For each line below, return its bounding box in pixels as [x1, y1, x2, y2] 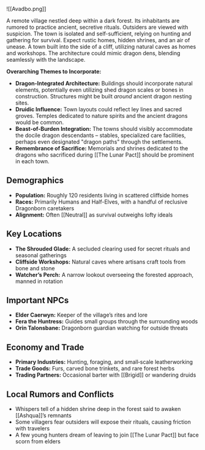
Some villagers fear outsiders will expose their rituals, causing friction [15, 418, 192, 426]
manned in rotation [15, 278, 63, 285]
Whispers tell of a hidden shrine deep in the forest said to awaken [15, 405, 181, 413]
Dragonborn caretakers [15, 204, 75, 212]
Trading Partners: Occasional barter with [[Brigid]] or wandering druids [15, 371, 196, 378]
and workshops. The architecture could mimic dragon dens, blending [6, 50, 181, 57]
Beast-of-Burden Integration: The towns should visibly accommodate [15, 125, 193, 132]
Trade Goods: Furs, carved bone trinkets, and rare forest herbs [15, 365, 175, 372]
